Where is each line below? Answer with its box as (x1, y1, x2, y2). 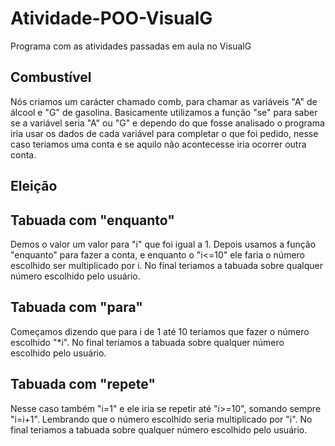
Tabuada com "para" (10, 299, 143, 316)
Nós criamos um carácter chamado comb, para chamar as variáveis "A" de (10, 95, 318, 107)
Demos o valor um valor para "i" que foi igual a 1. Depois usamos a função (10, 238, 317, 250)
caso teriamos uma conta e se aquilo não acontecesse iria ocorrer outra (10, 138, 307, 150)
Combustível (10, 69, 92, 86)
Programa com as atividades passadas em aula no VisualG (10, 40, 252, 52)
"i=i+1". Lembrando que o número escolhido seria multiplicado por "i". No (10, 413, 313, 425)
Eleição (10, 178, 58, 195)
